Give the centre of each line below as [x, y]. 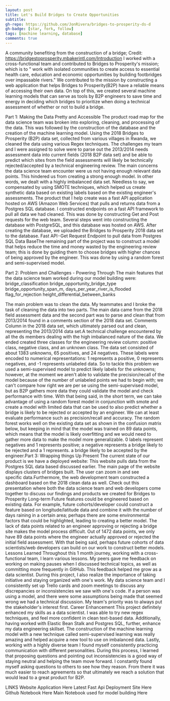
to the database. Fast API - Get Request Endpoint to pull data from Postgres [83, 236]
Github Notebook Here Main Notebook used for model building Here [76, 692]
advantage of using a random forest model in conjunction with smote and [82, 401]
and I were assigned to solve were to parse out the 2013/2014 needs [77, 149]
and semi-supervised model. [35, 263]
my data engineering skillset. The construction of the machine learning [79, 629]
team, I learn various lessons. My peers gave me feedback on [92, 558]
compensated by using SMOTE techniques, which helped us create [76, 187]
